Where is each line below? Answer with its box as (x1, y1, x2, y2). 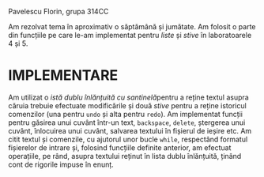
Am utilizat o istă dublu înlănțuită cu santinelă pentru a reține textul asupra (8, 92, 249, 102)
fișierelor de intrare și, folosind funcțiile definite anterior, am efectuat (8, 142, 232, 153)
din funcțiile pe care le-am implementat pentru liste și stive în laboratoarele (8, 31, 252, 40)
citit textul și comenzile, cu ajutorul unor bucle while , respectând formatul (8, 134, 248, 144)
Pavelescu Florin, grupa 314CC (8, 7, 109, 16)
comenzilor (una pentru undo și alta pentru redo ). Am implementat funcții (8, 109, 243, 119)
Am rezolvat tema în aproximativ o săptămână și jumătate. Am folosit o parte (8, 22, 256, 31)
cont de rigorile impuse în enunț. (8, 160, 115, 169)
